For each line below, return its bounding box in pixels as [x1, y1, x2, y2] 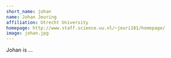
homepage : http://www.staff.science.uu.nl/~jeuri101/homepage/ [6, 25, 166, 31]
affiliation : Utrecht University [6, 19, 89, 25]
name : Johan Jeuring [6, 14, 57, 20]
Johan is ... [6, 46, 33, 53]
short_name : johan [6, 8, 51, 15]
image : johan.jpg [6, 30, 49, 36]
